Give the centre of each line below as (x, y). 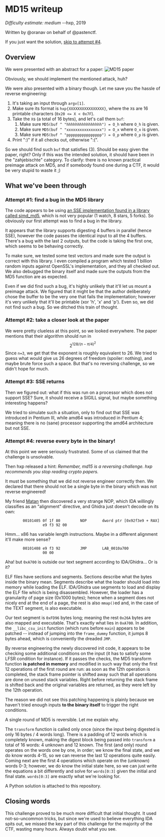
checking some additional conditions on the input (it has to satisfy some (78, 653)
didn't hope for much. (27, 369)
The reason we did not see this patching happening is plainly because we (80, 699)
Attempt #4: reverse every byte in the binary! (60, 441)
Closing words (28, 801)
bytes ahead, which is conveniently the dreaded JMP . (58, 638)
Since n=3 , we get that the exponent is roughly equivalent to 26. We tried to (81, 353)
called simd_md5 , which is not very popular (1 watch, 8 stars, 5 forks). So (79, 216)
